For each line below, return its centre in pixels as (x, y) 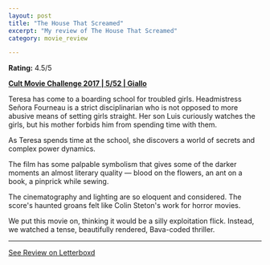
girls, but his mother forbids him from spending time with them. (113, 124)
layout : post (30, 16)
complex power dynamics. (52, 149)
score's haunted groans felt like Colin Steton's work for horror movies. (125, 206)
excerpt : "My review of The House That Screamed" (93, 31)
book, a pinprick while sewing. (59, 181)
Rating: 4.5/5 (30, 68)
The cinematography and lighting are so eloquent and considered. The (125, 197)
